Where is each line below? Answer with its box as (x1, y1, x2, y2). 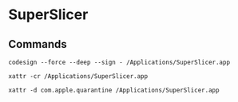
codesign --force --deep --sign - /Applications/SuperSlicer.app (8, 58, 230, 66)
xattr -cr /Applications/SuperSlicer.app (8, 73, 149, 80)
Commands (8, 37, 68, 51)
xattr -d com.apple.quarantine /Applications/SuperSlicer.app (8, 86, 220, 94)
